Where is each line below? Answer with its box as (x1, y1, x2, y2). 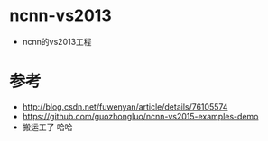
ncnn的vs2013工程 (22, 36, 92, 47)
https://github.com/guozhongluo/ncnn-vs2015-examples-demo (22, 110, 259, 121)
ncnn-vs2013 (9, 5, 113, 26)
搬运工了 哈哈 (22, 121, 73, 132)
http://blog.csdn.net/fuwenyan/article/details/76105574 (22, 101, 228, 112)
